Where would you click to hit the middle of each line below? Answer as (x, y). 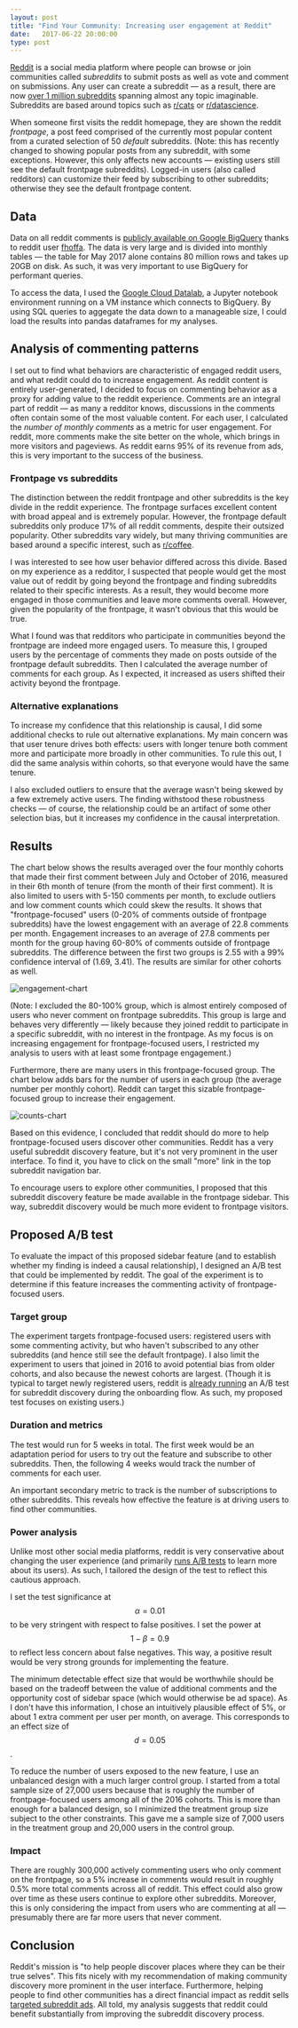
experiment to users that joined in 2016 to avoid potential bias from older (143, 1364)
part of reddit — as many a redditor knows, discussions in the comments (143, 408)
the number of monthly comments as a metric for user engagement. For (141, 426)
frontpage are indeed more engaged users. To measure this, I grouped (139, 646)
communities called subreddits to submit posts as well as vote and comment (149, 77)
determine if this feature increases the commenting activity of (123, 1284)
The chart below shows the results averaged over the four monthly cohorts (147, 868)
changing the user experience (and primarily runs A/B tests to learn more (144, 1561)
